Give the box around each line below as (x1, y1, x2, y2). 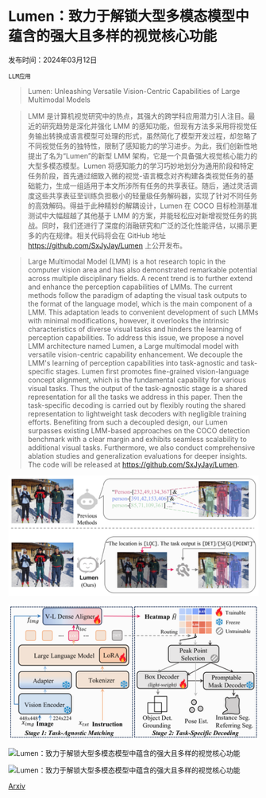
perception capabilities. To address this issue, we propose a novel (27, 332, 245, 342)
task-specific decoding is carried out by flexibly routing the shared (27, 400, 246, 410)
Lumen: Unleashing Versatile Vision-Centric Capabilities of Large (27, 86, 241, 96)
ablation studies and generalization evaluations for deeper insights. (27, 451, 248, 460)
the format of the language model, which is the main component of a (27, 299, 253, 308)
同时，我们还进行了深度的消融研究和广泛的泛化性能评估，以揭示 (41, 221, 251, 230)
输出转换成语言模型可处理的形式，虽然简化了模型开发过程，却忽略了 (34, 131, 258, 140)
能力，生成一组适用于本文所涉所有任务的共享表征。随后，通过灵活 (34, 181, 251, 190)
